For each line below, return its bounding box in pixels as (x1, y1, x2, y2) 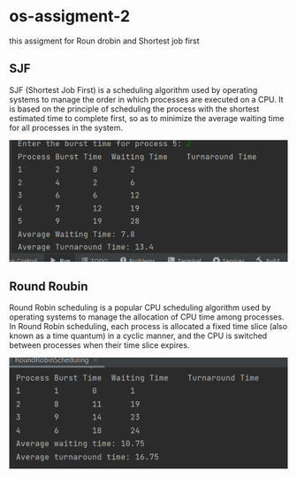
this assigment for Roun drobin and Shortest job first (9, 35, 201, 46)
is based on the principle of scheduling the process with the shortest (9, 104, 260, 114)
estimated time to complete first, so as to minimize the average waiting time (9, 112, 285, 123)
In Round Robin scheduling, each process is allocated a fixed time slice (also (9, 321, 288, 332)
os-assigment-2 (9, 6, 131, 27)
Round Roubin (9, 279, 88, 294)
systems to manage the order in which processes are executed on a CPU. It (9, 94, 285, 104)
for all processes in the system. (9, 122, 124, 133)
